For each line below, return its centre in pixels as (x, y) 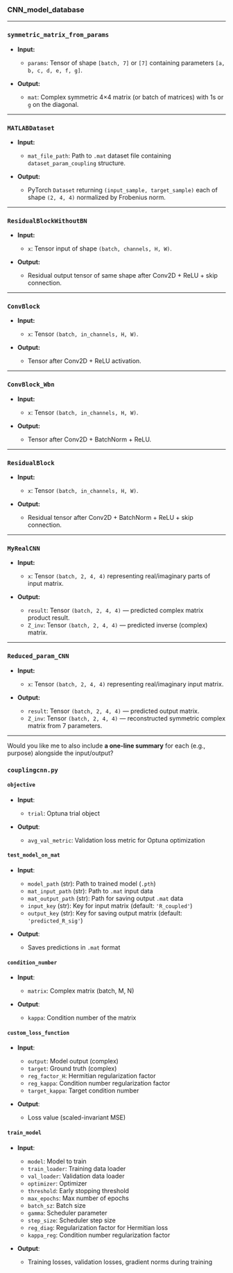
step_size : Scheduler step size (72, 1220)
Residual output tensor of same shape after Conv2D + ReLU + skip (123, 276)
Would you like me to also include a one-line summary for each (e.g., (106, 745)
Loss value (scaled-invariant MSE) (77, 1118)
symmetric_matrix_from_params (58, 35)
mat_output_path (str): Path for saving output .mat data (105, 898)
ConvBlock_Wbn (31, 385)
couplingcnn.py (33, 770)
